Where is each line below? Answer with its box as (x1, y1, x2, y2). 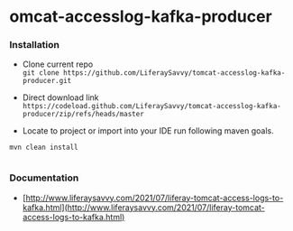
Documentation (9, 171, 79, 184)
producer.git (22, 77, 72, 86)
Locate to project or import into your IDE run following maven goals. (22, 125, 275, 136)
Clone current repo (22, 59, 94, 69)
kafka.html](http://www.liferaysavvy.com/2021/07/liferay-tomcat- (22, 201, 266, 213)
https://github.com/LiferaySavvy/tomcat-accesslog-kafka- (62, 69, 286, 78)
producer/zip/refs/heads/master (22, 110, 144, 119)
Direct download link (22, 92, 99, 103)
